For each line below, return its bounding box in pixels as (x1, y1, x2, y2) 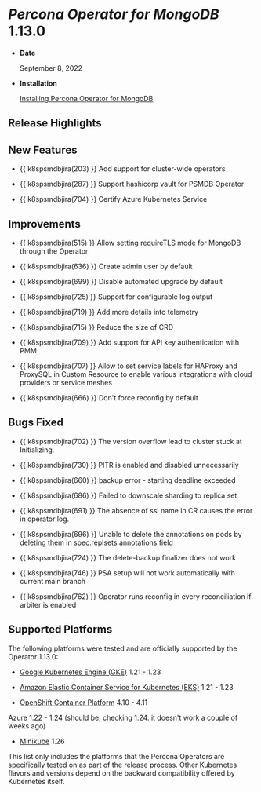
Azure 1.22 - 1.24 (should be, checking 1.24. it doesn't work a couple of (8, 713, 238, 722)
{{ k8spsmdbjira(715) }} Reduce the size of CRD (19, 322, 174, 331)
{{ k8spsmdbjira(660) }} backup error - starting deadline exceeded (19, 475, 237, 484)
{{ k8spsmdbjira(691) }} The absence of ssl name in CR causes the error (19, 505, 253, 515)
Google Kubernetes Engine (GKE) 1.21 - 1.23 (19, 667, 161, 677)
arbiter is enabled (19, 600, 77, 609)
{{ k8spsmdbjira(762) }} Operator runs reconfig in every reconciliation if (19, 591, 252, 601)
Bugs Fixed (8, 416, 64, 429)
